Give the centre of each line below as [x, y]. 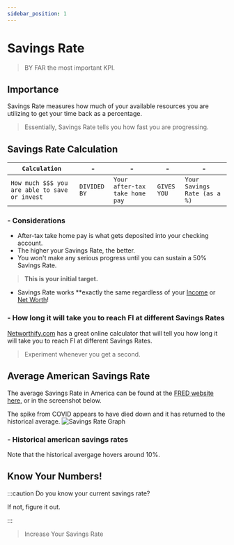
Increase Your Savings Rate [64, 534]
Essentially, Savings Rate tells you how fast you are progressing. [116, 127]
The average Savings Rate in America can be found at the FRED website [110, 393]
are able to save [39, 190]
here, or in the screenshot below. [55, 400]
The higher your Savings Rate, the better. [76, 251]
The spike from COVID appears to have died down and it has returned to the [116, 414]
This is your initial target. [61, 279]
